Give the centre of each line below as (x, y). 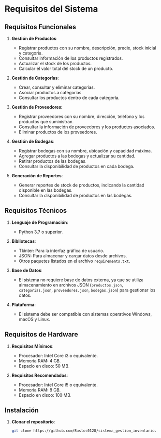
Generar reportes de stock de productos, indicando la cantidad (81, 185)
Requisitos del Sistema (51, 9)
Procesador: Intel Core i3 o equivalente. (58, 355)
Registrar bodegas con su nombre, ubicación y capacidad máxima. (85, 151)
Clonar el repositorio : (33, 422)
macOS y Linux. (34, 319)
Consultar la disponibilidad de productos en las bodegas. (75, 195)
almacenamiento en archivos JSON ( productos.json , (71, 285)
